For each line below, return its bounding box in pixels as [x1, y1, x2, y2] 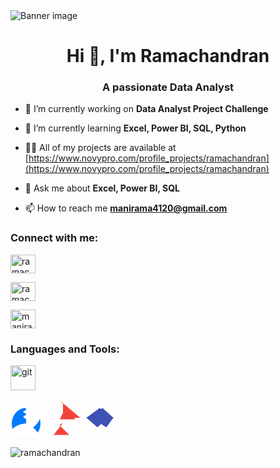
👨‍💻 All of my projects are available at [24, 142, 177, 154]
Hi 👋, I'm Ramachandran [66, 45, 270, 68]
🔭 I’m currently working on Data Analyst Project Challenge [24, 103, 269, 115]
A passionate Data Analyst [101, 80, 235, 94]
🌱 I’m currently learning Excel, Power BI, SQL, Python [24, 122, 247, 134]
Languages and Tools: [10, 342, 120, 356]
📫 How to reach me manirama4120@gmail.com [24, 202, 228, 214]
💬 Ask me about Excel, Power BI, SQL [24, 182, 180, 194]
